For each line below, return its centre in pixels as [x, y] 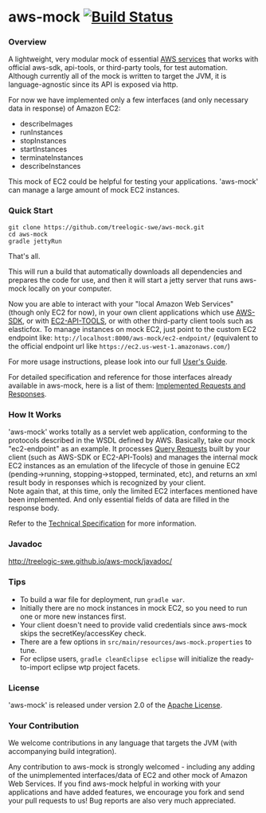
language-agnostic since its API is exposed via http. [93, 84]
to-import [35, 667]
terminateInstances [51, 158]
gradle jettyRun [35, 241]
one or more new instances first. [73, 616]
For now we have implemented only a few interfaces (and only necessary [128, 100]
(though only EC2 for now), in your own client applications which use [121, 312]
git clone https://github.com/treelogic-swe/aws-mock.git [106, 227]
